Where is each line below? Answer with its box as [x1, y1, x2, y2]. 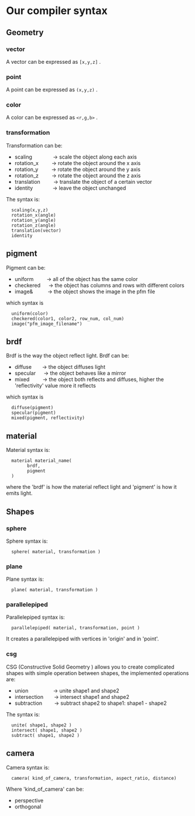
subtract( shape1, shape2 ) [11, 732, 80, 738]
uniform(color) [11, 310, 49, 317]
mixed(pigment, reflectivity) [11, 415, 85, 421]
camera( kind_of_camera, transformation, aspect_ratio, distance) [11, 775, 177, 781]
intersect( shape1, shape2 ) [11, 727, 83, 733]
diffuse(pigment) [11, 405, 54, 411]
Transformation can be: [6, 142, 63, 149]
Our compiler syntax [6, 4, 108, 18]
